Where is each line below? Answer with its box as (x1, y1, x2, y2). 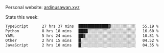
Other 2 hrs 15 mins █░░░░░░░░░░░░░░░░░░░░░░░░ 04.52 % (5, 38, 159, 43)
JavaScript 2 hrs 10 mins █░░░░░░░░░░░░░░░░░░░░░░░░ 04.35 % (5, 42, 159, 47)
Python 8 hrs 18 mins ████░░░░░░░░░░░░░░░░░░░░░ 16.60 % (5, 28, 159, 33)
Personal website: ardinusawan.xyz (5, 5, 80, 10)
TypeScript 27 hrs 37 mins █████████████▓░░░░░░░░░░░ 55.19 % (5, 24, 159, 29)
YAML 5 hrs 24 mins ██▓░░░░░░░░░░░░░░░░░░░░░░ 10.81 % (5, 33, 159, 38)
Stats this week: (5, 14, 39, 20)
